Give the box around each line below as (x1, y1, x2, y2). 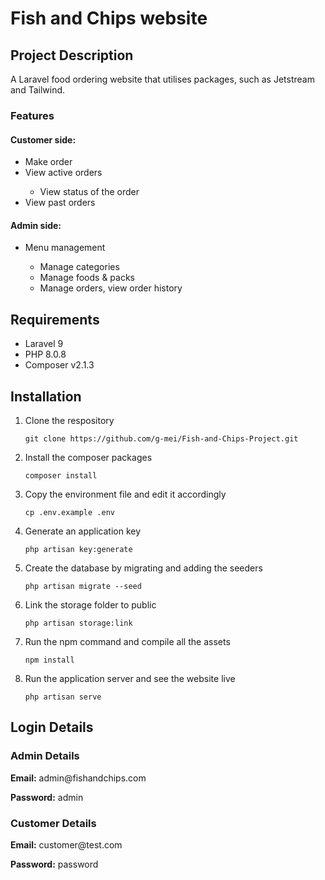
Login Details (10, 719, 94, 736)
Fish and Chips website (10, 7, 208, 30)
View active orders (24, 167, 103, 179)
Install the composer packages (24, 451, 153, 463)
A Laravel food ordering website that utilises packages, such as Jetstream (10, 73, 315, 85)
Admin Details (10, 749, 80, 763)
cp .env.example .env (24, 507, 115, 517)
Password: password (10, 858, 99, 870)
